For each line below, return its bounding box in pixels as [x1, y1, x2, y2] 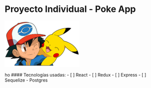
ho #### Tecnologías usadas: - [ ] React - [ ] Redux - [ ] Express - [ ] [4, 72, 146, 78]
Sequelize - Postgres [4, 77, 48, 83]
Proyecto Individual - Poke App [4, 3, 136, 15]
